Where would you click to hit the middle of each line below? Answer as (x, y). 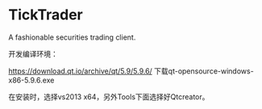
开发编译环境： (33, 53)
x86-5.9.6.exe (31, 80)
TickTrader (46, 15)
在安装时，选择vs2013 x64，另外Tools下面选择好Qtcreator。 (109, 96)
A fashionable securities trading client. (72, 37)
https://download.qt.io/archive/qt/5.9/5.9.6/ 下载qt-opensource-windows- (131, 71)
